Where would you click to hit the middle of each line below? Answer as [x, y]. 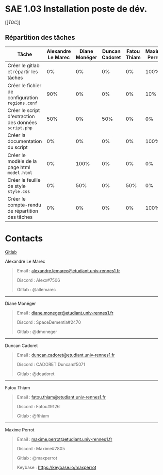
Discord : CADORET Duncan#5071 [51, 364]
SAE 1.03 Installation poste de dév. [76, 9]
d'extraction [21, 116]
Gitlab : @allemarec [36, 289]
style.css [19, 191]
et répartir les [23, 71]
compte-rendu [24, 205]
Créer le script [24, 110]
